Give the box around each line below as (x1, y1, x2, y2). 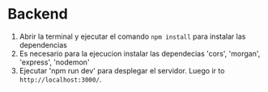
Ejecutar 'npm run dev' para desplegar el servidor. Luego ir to (19, 65, 225, 75)
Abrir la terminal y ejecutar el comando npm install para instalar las (19, 31, 246, 41)
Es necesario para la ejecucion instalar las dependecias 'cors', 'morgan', (19, 48, 261, 58)
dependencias (19, 40, 68, 49)
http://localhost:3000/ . (19, 74, 102, 84)
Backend (7, 5, 68, 23)
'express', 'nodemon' (19, 57, 90, 67)
